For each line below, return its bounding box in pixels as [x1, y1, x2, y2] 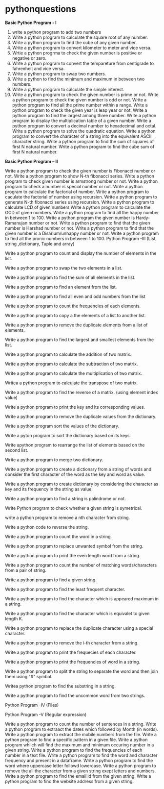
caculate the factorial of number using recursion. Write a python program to [5, 194, 158, 199]
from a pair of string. [5, 567, 46, 573]
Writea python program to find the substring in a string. [5, 683, 116, 689]
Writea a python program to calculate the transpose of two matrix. [5, 380, 138, 386]
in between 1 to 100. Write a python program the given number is [5, 215, 135, 221]
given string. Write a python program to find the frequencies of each [5, 747, 143, 753]
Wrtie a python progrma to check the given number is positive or [12, 50, 143, 56]
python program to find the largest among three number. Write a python [12, 112, 157, 118]
